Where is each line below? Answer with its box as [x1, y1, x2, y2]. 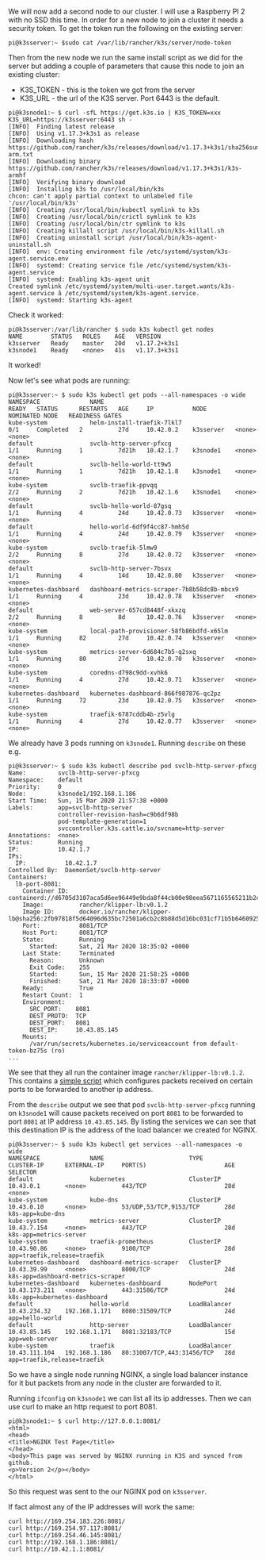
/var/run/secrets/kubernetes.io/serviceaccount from [28, 1040, 207, 1048]
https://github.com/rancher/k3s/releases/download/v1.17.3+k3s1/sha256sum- [8, 144, 264, 152]
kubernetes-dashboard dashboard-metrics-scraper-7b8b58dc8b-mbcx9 [8, 586, 239, 594]
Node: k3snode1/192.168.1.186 [8, 790, 136, 798]
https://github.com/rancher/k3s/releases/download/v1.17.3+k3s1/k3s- [8, 164, 243, 172]
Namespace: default [8, 776, 83, 784]
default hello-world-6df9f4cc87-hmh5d [8, 523, 190, 531]
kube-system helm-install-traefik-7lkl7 [8, 419, 182, 427]
